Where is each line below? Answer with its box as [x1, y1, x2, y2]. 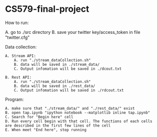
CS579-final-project [5, 3, 89, 15]
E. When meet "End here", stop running [5, 127, 87, 132]
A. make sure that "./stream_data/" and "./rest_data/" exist [5, 106, 135, 111]
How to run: [5, 20, 29, 26]
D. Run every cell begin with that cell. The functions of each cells [5, 119, 153, 124]
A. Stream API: [5, 53, 36, 58]
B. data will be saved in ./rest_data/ [14, 83, 96, 88]
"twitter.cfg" [5, 34, 30, 40]
